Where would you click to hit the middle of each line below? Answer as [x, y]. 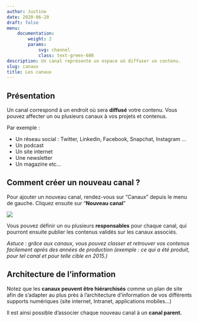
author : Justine [27, 11]
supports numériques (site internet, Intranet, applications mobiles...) [89, 301]
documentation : [36, 34]
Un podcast [29, 146]
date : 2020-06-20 [28, 17]
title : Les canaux [29, 72]
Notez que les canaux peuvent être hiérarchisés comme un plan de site [95, 288]
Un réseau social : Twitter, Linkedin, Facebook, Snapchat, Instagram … [100, 139]
